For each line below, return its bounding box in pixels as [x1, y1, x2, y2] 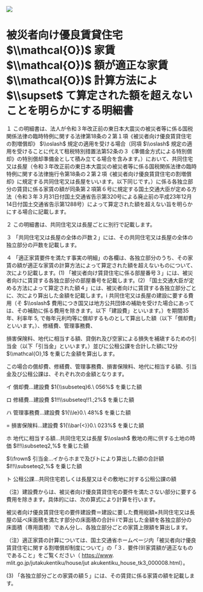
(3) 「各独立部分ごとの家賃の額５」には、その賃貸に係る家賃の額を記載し [6, 571, 190, 579]
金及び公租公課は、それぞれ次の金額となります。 [6, 370, 128, 378]
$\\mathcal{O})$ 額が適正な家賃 [6, 59, 169, 72]
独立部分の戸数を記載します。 [6, 241, 80, 248]
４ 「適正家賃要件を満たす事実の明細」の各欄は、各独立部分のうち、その [6, 254, 188, 261]
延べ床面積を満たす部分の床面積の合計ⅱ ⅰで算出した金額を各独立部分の [16, 516, 192, 523]
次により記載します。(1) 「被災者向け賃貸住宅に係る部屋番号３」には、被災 [6, 269, 193, 276]
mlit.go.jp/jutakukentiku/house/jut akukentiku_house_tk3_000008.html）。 [6, 559, 188, 566]
